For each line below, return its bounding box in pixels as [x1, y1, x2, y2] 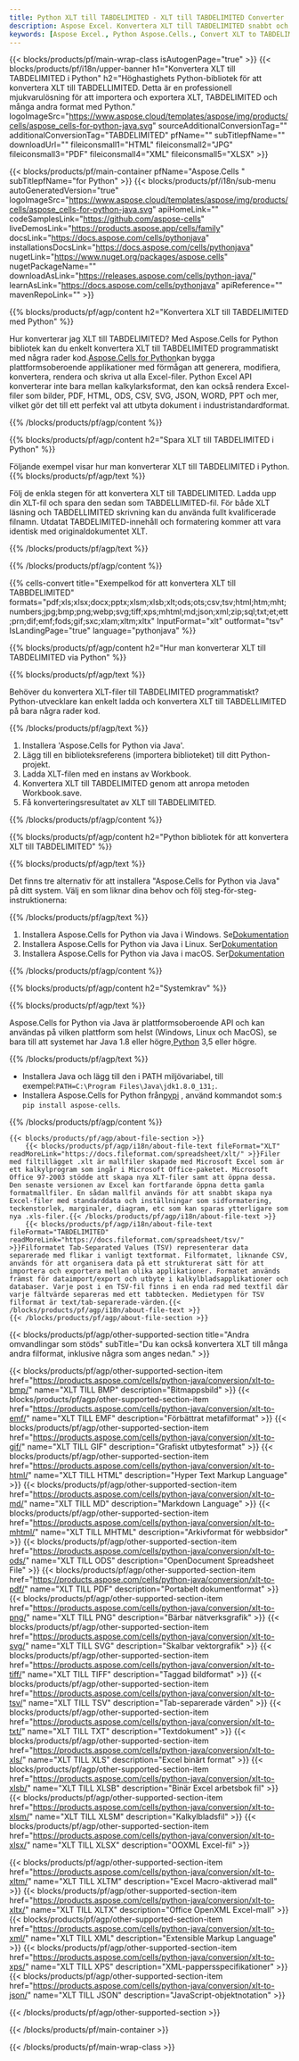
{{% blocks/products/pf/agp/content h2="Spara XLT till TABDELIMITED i [9, 435, 274, 445]
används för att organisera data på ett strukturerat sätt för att [9, 1259, 265, 1268]
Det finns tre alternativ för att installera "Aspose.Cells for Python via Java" [9, 876, 280, 886]
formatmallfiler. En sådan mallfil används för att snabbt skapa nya [9, 1189, 273, 1198]
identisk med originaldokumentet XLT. [9, 526, 149, 536]
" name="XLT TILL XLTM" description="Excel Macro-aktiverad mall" [28, 1876, 278, 1887]
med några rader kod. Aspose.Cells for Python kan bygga [9, 353, 215, 363]
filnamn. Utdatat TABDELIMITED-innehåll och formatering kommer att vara [9, 517, 282, 528]
